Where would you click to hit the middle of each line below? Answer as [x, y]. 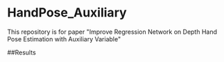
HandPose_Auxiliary [67, 13]
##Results [21, 52]
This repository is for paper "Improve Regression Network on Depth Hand [112, 32]
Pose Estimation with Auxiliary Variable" [64, 39]
